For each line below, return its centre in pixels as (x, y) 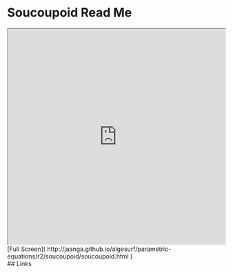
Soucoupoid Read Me (70, 13)
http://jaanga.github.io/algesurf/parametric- (109, 249)
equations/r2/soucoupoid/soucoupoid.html (68, 256)
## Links (20, 263)
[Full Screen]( (27, 249)
